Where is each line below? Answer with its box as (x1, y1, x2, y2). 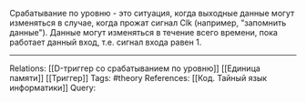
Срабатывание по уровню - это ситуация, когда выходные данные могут (9, 8, 295, 18)
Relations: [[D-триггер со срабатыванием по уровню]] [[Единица (9, 63, 261, 74)
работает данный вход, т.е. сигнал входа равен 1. (9, 36, 202, 47)
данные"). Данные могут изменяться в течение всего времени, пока (9, 27, 278, 37)
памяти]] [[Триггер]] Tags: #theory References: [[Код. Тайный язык (9, 73, 268, 83)
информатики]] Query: (9, 82, 97, 93)
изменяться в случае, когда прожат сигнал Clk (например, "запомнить (9, 17, 287, 28)
